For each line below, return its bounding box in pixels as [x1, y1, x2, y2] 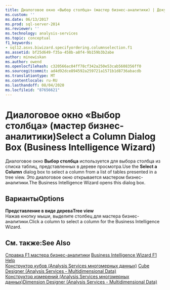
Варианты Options [5, 194, 64, 203]
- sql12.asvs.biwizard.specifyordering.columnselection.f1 [5, 45, 133, 50]
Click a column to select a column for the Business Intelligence [29, 219, 160, 225]
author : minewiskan [5, 54, 47, 60]
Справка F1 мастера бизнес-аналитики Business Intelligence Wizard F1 [5, 252, 157, 258]
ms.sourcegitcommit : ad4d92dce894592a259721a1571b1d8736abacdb [5, 69, 142, 74]
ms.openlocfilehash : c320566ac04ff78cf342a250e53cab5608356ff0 [5, 64, 142, 69]
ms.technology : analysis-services [5, 31, 78, 36]
